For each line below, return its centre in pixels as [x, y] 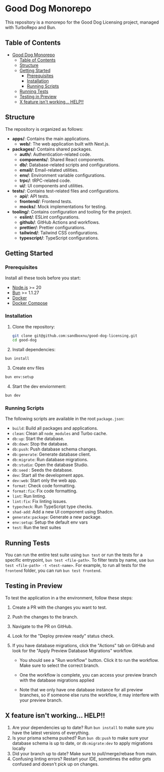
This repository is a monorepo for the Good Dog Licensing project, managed [82, 22]
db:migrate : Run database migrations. [50, 460]
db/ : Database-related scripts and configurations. [70, 165]
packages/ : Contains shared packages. [52, 149]
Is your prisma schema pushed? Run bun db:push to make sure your [80, 738]
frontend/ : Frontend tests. [46, 201]
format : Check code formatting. [44, 486]
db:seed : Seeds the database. [43, 470]
